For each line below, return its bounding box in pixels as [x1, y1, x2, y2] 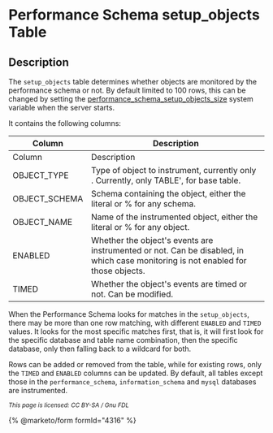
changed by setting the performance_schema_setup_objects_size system [8, 94, 253, 103]
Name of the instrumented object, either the [90, 211, 258, 223]
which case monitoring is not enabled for [90, 255, 247, 266]
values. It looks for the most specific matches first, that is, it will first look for [8, 327, 264, 336]
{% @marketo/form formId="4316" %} [8, 416, 136, 425]
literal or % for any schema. [90, 198, 197, 209]
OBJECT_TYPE [12, 170, 69, 180]
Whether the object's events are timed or [90, 279, 248, 289]
